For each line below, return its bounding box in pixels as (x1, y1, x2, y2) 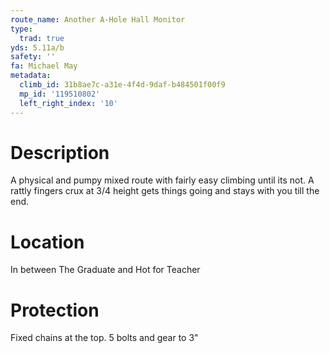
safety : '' (10, 52, 56, 62)
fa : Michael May (10, 61, 78, 71)
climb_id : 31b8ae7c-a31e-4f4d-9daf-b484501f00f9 (19, 80, 226, 90)
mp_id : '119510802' (19, 89, 101, 99)
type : (10, 24, 33, 34)
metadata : (10, 71, 52, 81)
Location (10, 231, 85, 253)
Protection (10, 299, 100, 321)
